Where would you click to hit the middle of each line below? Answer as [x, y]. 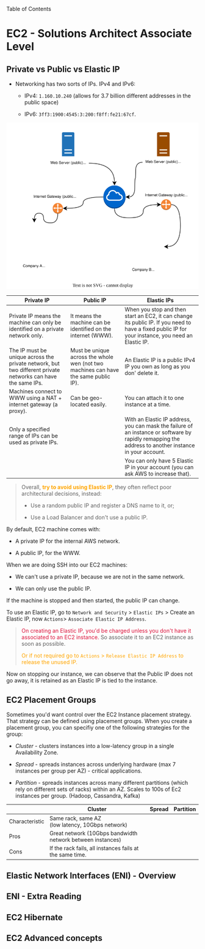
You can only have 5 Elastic [159, 460]
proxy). [18, 411]
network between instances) [85, 839]
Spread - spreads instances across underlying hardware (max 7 [95, 764]
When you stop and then [155, 309]
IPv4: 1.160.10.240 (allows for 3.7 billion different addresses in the [107, 96]
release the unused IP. [49, 662]
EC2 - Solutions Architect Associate [99, 34]
